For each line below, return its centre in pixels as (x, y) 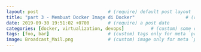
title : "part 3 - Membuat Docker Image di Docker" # (97, 17)
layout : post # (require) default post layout (99, 12)
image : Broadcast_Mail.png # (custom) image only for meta (97, 39)
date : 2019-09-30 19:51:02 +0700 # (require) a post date (88, 23)
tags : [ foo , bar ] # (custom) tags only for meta (96, 34)
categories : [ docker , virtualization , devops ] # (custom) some (99, 28)
